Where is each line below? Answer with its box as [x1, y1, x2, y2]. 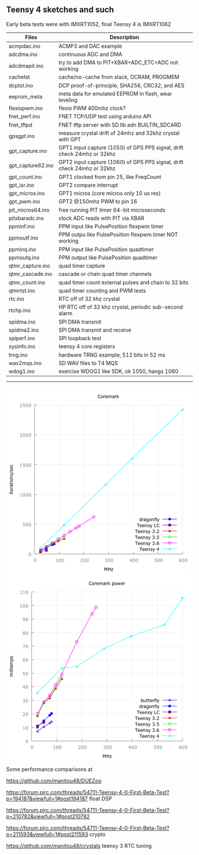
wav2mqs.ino [8, 359, 42, 366]
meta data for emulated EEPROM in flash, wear [58, 90, 172, 97]
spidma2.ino [8, 326, 39, 334]
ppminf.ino [8, 223, 36, 230]
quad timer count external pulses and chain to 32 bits [58, 279, 188, 286]
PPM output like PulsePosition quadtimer [58, 254, 158, 261]
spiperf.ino [8, 335, 36, 342]
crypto [89, 831, 105, 838]
